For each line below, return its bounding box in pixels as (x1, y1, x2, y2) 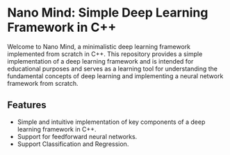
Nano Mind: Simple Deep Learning (7, 5, 208, 21)
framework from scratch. (7, 79, 79, 87)
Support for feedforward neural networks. (17, 132, 138, 140)
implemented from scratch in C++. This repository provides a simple (7, 50, 203, 58)
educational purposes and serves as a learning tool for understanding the (7, 64, 217, 73)
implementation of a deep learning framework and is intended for (7, 57, 194, 65)
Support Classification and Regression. (17, 140, 129, 148)
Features (7, 99, 47, 111)
